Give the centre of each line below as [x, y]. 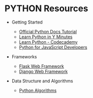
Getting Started [27, 22]
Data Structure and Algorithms [42, 81]
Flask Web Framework [41, 66]
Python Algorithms [38, 90]
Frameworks [24, 56]
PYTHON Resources [46, 9]
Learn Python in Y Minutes [46, 37]
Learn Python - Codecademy [48, 42]
